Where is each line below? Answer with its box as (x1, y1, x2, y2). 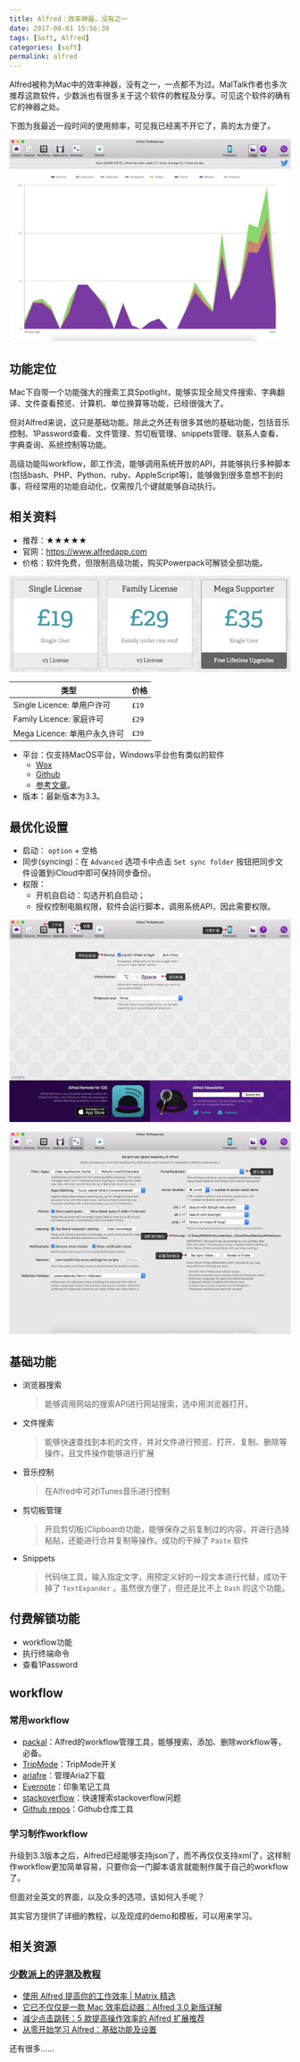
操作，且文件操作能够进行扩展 (44, 1448, 154, 1459)
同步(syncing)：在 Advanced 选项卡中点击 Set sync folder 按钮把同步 (21, 856, 276, 868)
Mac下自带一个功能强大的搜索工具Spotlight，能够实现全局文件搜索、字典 (9, 387, 278, 398)
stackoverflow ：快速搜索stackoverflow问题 (21, 1792, 181, 1803)
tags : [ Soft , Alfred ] (9, 33, 90, 42)
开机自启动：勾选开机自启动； (35, 890, 146, 901)
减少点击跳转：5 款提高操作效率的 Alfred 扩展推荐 (21, 2013, 205, 2023)
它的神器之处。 (9, 101, 64, 112)
